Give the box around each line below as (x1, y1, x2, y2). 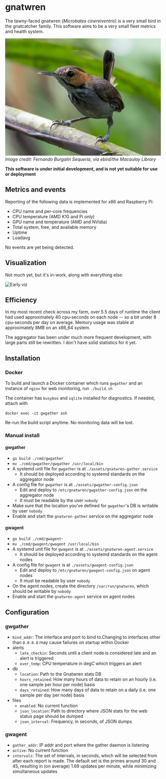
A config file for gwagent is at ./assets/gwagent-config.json (12, 562, 134, 568)
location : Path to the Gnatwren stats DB (19, 671, 102, 677)
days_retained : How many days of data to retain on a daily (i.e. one (19, 687, 156, 693)
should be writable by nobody (12, 588, 71, 594)
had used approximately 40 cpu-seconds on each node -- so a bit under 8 (5, 314, 157, 320)
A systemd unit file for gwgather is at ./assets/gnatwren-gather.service (12, 466, 158, 472)
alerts (12, 645, 24, 651)
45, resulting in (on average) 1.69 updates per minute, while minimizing (12, 763, 157, 769)
